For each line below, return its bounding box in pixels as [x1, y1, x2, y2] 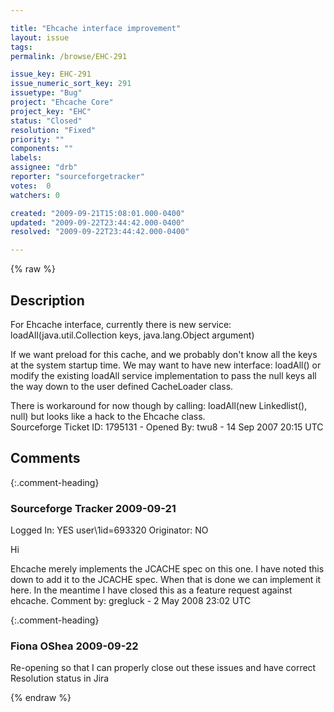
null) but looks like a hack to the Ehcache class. [10, 410, 206, 422]
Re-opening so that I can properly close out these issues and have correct [10, 662, 317, 674]
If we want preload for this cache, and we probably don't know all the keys [10, 348, 318, 360]
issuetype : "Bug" [10, 88, 83, 98]
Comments [10, 450, 81, 467]
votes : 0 [10, 181, 52, 191]
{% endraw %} [10, 692, 72, 704]
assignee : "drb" [10, 162, 78, 173]
